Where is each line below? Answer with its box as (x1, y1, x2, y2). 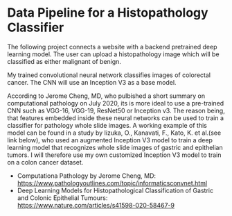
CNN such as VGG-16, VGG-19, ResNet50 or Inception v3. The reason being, (7, 106, 225, 115)
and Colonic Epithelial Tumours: (17, 193, 108, 202)
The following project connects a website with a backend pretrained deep (7, 42, 217, 51)
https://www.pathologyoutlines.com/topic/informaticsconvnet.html (17, 178, 208, 187)
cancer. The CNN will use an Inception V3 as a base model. (7, 78, 177, 86)
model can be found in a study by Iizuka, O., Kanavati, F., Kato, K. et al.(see (7, 128, 222, 137)
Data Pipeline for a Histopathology (7, 5, 209, 21)
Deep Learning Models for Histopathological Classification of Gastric (17, 186, 213, 194)
